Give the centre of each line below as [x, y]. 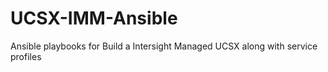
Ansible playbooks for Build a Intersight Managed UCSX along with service [164, 46]
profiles [26, 56]
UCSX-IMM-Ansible [94, 18]
